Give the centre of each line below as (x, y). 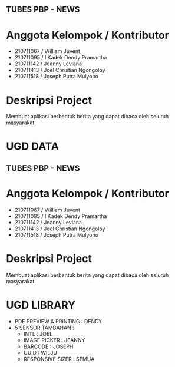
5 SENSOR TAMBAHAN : (44, 328)
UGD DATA (32, 146)
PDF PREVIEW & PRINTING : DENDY (58, 321)
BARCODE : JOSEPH (48, 346)
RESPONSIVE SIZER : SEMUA (59, 359)
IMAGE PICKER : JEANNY (54, 340)
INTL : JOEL (38, 334)
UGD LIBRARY (41, 305)
